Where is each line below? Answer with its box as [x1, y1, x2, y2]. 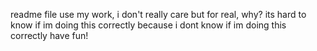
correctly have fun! [10, 30, 89, 41]
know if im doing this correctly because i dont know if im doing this [10, 19, 287, 31]
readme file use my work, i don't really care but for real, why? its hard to [10, 9, 307, 20]
